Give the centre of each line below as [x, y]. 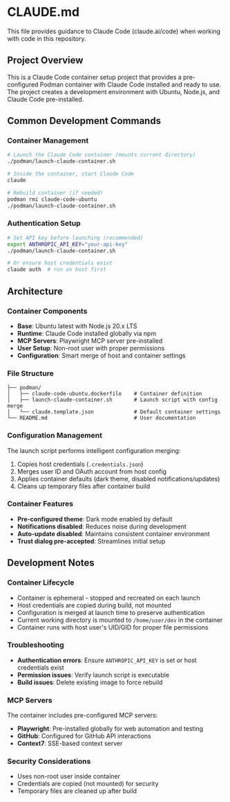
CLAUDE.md [44, 12]
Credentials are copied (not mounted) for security [88, 784]
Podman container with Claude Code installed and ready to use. [131, 84]
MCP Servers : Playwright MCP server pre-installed [90, 341]
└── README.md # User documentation [102, 418]
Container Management [48, 141]
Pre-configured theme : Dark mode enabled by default [95, 519]
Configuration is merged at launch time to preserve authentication [111, 612]
